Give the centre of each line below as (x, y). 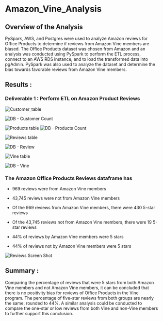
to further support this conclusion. (39, 313)
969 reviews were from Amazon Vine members (59, 188)
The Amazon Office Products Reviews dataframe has (69, 178)
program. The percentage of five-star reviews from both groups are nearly (80, 298)
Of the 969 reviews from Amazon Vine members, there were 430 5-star (83, 207)
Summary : (22, 271)
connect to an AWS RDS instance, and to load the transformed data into (77, 59)
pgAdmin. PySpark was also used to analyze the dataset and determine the (80, 64)
